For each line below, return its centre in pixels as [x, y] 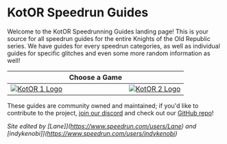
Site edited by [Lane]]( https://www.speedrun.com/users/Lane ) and [102, 126]
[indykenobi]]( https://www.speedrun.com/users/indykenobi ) [92, 133]
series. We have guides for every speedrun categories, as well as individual [114, 46]
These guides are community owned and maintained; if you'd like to [103, 105]
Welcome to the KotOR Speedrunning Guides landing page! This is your [108, 31]
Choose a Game [95, 77]
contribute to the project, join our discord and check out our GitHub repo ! [110, 113]
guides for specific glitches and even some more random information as [109, 53]
